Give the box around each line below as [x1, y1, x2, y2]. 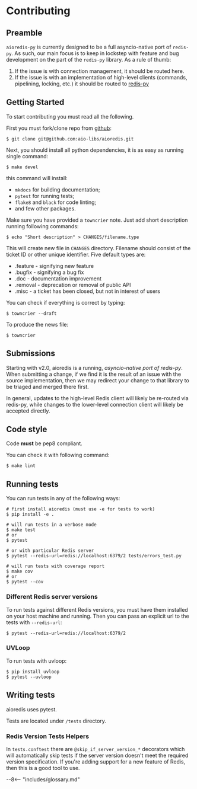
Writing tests [6, 690, 55, 700]
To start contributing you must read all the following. [6, 113, 134, 120]
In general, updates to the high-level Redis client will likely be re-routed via [6, 394, 189, 401]
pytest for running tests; [14, 192, 75, 199]
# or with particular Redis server [6, 548, 94, 554]
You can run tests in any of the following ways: [6, 495, 120, 502]
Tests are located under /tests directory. [6, 717, 107, 724]
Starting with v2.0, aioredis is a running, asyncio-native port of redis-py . [6, 364, 183, 371]
